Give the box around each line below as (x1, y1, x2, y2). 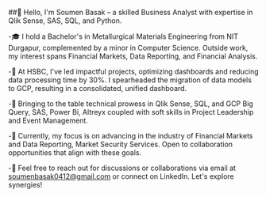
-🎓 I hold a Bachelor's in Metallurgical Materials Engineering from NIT (8, 32, 239, 41)
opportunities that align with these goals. (8, 148, 142, 157)
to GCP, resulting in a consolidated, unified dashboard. (8, 84, 187, 93)
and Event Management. (8, 116, 89, 125)
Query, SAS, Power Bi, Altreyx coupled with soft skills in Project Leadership (8, 108, 254, 116)
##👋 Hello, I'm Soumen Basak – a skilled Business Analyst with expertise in (8, 8, 253, 17)
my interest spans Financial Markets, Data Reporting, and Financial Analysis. (8, 51, 258, 61)
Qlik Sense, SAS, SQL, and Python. (8, 16, 122, 25)
